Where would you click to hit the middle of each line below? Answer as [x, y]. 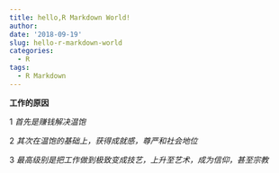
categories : [31, 51]
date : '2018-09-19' [46, 34]
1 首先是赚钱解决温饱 [48, 121]
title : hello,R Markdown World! [70, 17]
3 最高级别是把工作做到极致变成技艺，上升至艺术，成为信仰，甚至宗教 [139, 160]
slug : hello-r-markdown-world [66, 43]
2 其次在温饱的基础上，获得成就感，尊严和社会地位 [103, 141]
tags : [19, 68]
